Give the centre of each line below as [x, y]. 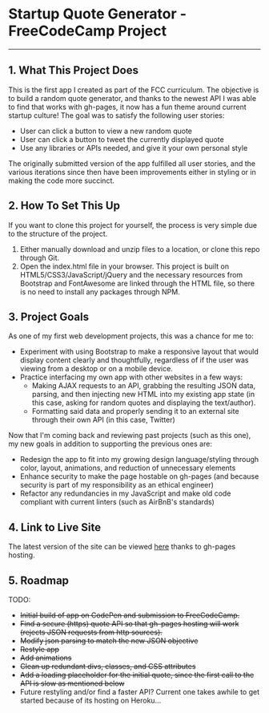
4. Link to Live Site [55, 527]
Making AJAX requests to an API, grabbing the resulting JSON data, [144, 386]
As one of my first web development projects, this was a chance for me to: [131, 336]
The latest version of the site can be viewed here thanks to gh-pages [122, 547]
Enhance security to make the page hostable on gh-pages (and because [139, 476]
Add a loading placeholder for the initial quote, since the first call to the [137, 675]
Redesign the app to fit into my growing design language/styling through [139, 460]
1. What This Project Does [73, 70]
